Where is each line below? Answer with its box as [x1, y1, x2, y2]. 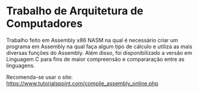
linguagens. [6, 61, 35, 69]
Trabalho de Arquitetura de [6, 4, 144, 18]
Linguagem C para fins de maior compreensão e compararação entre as [6, 55, 185, 63]
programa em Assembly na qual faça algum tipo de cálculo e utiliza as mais [6, 43, 193, 50]
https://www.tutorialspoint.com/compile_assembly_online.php [6, 79, 159, 87]
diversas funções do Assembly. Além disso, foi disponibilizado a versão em [6, 49, 193, 56]
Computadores [6, 17, 83, 30]
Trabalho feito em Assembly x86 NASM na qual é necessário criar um [6, 36, 178, 44]
